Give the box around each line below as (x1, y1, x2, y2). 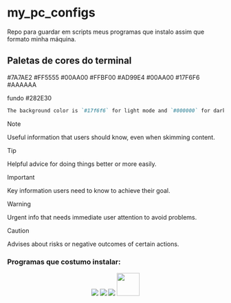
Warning (7, 200, 31, 208)
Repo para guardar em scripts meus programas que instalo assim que (7, 28, 205, 36)
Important (7, 173, 35, 181)
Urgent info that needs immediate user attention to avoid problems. (7, 213, 197, 221)
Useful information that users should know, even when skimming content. (7, 133, 215, 141)
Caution (7, 226, 30, 235)
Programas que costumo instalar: (7, 257, 121, 267)
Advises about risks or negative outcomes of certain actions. (7, 240, 179, 248)
